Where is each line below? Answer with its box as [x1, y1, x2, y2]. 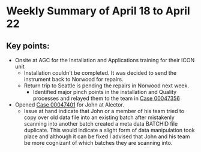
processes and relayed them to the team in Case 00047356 [32, 95, 180, 102]
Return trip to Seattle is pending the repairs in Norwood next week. [23, 82, 190, 89]
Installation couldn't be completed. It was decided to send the [23, 69, 177, 76]
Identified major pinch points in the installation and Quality [32, 89, 177, 95]
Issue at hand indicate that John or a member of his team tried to [23, 108, 185, 114]
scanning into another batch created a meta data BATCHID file [23, 120, 178, 127]
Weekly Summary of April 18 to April [6, 4, 190, 18]
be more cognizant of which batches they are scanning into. [23, 139, 173, 146]
